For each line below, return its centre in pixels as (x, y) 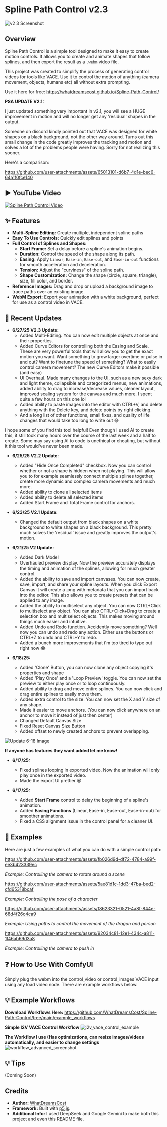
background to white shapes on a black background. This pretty (85, 527)
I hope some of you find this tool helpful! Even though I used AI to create (80, 430)
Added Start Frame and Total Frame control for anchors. (77, 503)
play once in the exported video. (53, 775)
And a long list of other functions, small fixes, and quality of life (84, 415)
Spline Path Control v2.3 (57, 9)
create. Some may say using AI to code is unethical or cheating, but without (83, 441)
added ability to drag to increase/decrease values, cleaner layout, (87, 389)
